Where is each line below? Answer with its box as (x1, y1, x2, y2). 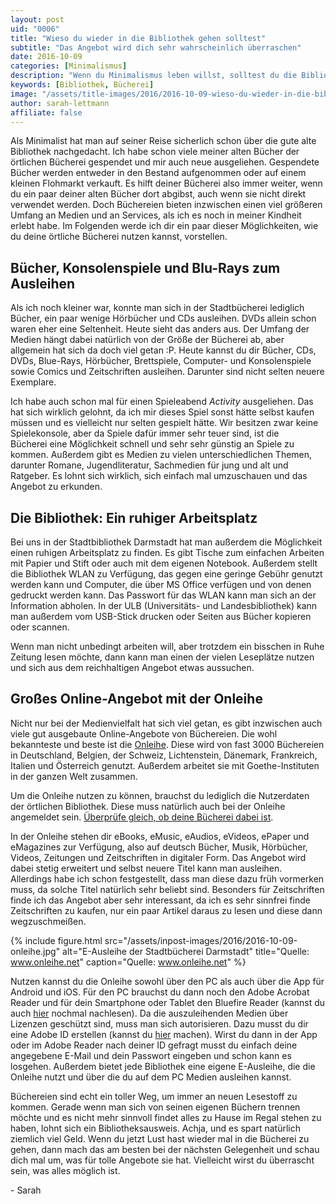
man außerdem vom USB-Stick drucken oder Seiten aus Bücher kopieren (10, 611, 312, 622)
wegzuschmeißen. (10, 915, 87, 927)
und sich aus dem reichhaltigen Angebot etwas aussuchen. (10, 662, 255, 673)
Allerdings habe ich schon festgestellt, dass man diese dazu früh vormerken (10, 872, 325, 885)
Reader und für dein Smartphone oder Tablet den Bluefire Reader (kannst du (10, 996, 326, 1008)
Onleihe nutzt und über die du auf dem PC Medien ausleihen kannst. (10, 1071, 292, 1083)
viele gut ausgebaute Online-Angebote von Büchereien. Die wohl (10, 727, 278, 740)
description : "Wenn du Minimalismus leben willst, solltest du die (10, 71, 298, 81)
